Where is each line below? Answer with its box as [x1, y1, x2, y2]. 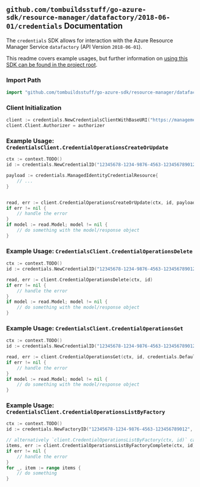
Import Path [6, 76, 41, 84]
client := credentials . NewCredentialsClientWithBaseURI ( [6, 117, 151, 123]
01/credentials [6, 22, 62, 31]
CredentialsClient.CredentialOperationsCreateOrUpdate [6, 144, 168, 151]
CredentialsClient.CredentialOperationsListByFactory [6, 409, 165, 415]
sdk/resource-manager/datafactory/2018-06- [6, 13, 171, 22]
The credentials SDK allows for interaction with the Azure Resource [6, 36, 174, 44]
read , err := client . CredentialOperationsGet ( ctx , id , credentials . [6, 354, 180, 360]
